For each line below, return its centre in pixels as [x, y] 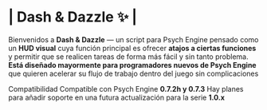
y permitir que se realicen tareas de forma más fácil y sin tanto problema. [128, 57]
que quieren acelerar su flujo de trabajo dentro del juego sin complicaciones [133, 73]
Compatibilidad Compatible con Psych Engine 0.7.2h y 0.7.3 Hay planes [126, 88]
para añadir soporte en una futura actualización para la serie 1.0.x [117, 97]
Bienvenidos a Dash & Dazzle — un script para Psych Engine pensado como [133, 39]
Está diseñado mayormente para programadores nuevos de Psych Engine [132, 65]
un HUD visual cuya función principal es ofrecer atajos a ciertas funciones [132, 48]
